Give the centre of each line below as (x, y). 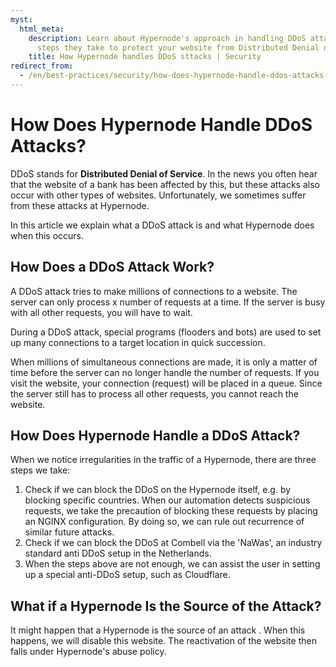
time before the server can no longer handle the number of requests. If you (165, 372)
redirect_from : (42, 66)
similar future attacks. (69, 532)
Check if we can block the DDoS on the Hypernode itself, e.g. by (158, 490)
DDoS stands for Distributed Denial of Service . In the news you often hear (164, 173)
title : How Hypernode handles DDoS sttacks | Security (145, 57)
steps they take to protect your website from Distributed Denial (178, 47)
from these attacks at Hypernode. (80, 205)
